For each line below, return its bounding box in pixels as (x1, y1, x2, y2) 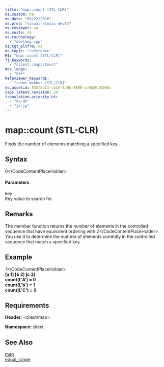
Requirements (5, 301, 49, 309)
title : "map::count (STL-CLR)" (5, 7, 69, 12)
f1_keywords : (5, 58, 32, 63)
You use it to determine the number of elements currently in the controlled (5, 234, 155, 239)
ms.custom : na (5, 12, 34, 17)
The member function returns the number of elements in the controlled (5, 223, 148, 229)
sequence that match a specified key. (5, 238, 81, 244)
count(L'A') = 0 (5, 276, 36, 282)
